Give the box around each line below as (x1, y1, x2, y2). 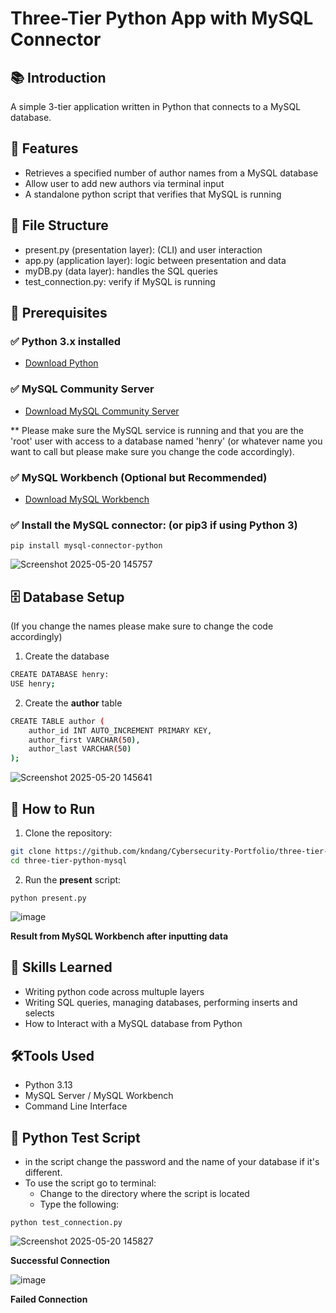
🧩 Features (10, 140, 79, 157)
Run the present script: (24, 873, 122, 886)
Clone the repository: (24, 827, 113, 839)
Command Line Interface (24, 1100, 128, 1112)
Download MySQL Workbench (24, 493, 150, 505)
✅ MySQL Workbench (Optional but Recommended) (10, 470, 268, 484)
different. (24, 1167, 63, 1179)
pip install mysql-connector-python (10, 541, 163, 551)
